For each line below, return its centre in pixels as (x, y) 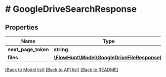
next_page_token (28, 49)
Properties (22, 27)
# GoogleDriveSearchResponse (71, 9)
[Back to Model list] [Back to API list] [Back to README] (62, 70)
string (61, 49)
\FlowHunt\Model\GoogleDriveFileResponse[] (109, 58)
